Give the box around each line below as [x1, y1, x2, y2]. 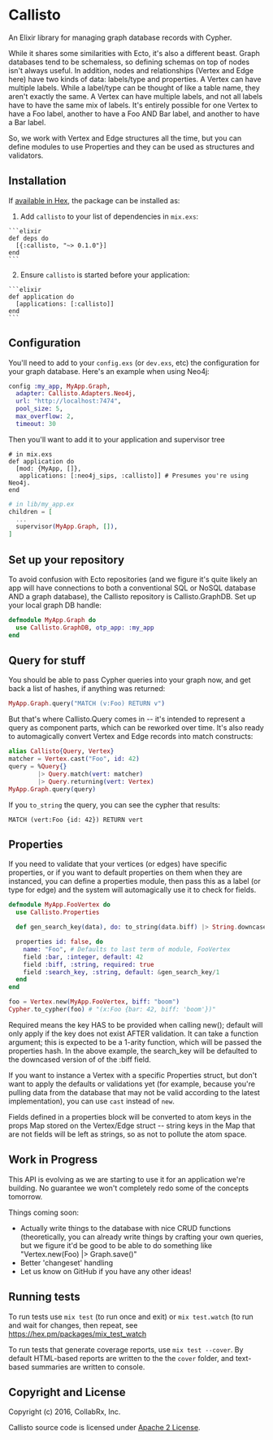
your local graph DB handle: [8, 600, 102, 610]
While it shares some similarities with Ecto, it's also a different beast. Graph [8, 48, 260, 58]
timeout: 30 [15, 420, 57, 428]
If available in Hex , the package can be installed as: [8, 195, 180, 205]
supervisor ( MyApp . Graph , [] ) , [15, 523, 118, 531]
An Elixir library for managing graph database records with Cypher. [8, 33, 232, 42]
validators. [8, 150, 44, 160]
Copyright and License [8, 1385, 126, 1399]
